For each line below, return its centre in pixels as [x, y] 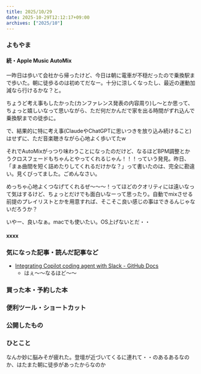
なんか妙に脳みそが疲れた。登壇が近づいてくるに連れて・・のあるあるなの [98, 357]
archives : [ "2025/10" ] [34, 23]
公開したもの [25, 325]
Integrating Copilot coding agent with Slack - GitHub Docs [87, 266]
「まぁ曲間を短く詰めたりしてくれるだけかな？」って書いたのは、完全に [95, 166]
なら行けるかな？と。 [37, 90]
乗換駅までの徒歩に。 [32, 118]
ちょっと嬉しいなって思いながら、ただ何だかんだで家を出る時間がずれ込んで [100, 110]
